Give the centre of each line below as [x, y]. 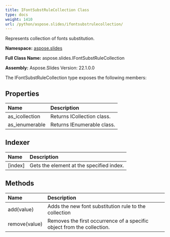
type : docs [17, 15]
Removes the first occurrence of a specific [98, 221]
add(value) [21, 209]
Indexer [18, 143]
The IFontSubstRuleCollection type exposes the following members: [76, 78]
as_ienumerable [27, 125]
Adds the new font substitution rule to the [96, 206]
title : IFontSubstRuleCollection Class [47, 10]
